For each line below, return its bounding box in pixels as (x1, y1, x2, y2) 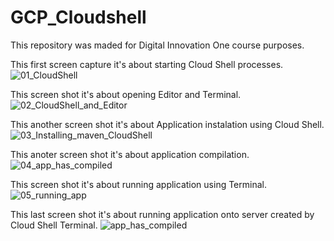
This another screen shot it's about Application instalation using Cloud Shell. (10, 118, 325, 130)
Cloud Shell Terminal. (10, 219, 98, 231)
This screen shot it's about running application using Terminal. (10, 178, 267, 190)
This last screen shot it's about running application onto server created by (10, 208, 315, 220)
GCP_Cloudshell (10, 6, 147, 29)
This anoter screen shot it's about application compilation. (10, 148, 250, 160)
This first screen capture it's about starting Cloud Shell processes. (10, 58, 284, 70)
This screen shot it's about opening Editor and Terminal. (10, 88, 242, 100)
